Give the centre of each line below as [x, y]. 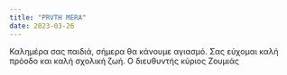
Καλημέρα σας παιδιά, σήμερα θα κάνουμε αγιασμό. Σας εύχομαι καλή [144, 51]
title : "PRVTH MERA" [48, 17]
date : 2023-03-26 [42, 26]
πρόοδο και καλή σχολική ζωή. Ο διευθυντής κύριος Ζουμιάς [124, 61]
